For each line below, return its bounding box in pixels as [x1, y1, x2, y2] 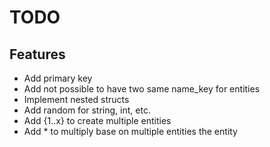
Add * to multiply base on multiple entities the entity [23, 126, 238, 137]
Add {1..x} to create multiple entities [23, 115, 172, 126]
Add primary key [23, 72, 93, 84]
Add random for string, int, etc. [23, 104, 151, 116]
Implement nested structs [23, 94, 130, 105]
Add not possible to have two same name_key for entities [23, 83, 261, 95]
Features [9, 46, 66, 63]
